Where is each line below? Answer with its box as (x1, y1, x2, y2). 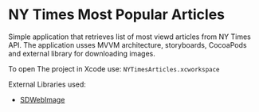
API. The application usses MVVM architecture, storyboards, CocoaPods (8, 40, 247, 49)
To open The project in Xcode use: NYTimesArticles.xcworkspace (8, 64, 221, 73)
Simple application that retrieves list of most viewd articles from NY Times (8, 32, 251, 41)
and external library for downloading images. (8, 48, 155, 58)
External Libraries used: (8, 79, 86, 89)
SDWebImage (19, 95, 65, 104)
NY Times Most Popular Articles (8, 6, 226, 24)
